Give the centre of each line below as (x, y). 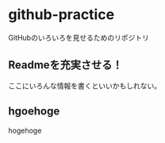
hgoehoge (34, 112)
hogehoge (25, 130)
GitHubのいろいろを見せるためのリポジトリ (79, 37)
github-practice (61, 15)
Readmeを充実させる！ (65, 65)
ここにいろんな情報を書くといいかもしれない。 (84, 86)
